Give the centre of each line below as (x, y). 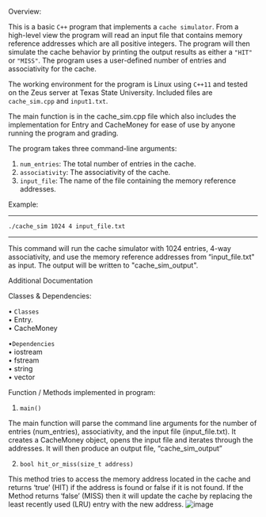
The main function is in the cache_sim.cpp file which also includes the (122, 116)
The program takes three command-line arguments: (93, 148)
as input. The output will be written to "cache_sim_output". (103, 265)
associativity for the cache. (52, 69)
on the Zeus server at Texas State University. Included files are (110, 93)
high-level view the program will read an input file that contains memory (125, 35)
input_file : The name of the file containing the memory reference (127, 181)
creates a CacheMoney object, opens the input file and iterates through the (131, 440)
